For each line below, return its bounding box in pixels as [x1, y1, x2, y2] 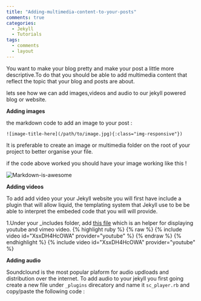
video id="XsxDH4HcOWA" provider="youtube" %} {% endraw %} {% [6, 232, 182, 239]
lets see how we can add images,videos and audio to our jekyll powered [6, 89, 186, 97]
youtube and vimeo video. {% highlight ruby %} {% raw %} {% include [6, 225, 183, 233]
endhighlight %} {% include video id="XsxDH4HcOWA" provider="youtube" [6, 238, 196, 245]
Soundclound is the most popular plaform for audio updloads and [6, 268, 170, 276]
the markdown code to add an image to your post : [6, 119, 133, 126]
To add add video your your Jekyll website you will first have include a [6, 195, 182, 202]
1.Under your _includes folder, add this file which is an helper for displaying [6, 219, 194, 227]
